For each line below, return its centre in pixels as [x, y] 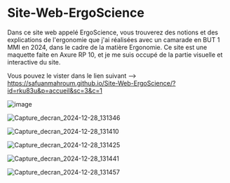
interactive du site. [34, 62]
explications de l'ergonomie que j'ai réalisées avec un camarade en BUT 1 [114, 39]
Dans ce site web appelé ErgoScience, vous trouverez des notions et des [113, 32]
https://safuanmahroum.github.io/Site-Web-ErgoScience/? [92, 83]
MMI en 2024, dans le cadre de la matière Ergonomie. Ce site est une [107, 47]
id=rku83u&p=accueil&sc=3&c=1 [55, 90]
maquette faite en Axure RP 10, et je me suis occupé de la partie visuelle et [115, 55]
